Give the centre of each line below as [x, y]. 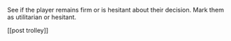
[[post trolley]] [28, 30]
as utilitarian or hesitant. [42, 17]
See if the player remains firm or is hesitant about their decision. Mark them [116, 10]
